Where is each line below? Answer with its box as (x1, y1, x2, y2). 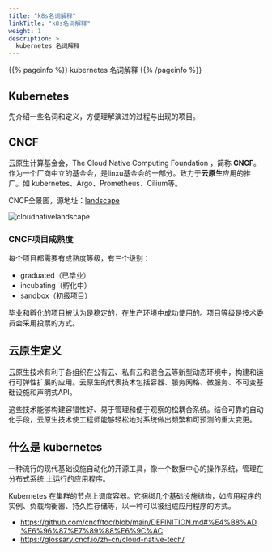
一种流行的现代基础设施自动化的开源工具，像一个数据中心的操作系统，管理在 (8, 463, 264, 473)
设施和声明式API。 (15, 387, 77, 397)
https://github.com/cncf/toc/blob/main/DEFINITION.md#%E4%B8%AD (19, 517, 257, 527)
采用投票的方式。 (22, 318, 79, 328)
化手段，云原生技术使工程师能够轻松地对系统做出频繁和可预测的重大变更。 (8, 414, 257, 424)
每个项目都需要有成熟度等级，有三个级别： (8, 253, 151, 263)
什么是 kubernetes (8, 440, 103, 454)
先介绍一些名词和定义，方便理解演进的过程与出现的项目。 (8, 111, 200, 121)
